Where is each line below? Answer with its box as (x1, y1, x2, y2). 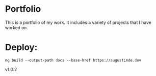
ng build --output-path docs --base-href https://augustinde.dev (5, 57, 141, 63)
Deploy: (5, 42, 38, 53)
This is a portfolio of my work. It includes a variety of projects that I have (5, 19, 152, 25)
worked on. (5, 24, 28, 30)
